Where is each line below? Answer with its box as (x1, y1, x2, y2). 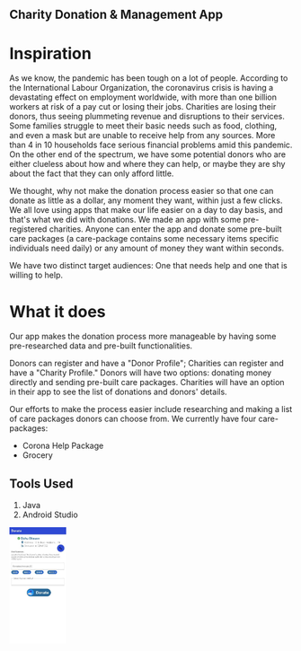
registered (9, 224, 48, 234)
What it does (9, 301, 106, 321)
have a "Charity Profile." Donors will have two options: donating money (9, 367, 272, 378)
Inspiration (9, 43, 92, 64)
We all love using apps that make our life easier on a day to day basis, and (9, 205, 283, 216)
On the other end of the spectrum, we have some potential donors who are (9, 149, 286, 160)
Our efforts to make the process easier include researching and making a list (9, 404, 293, 415)
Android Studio (22, 509, 78, 520)
